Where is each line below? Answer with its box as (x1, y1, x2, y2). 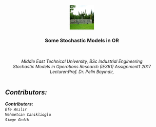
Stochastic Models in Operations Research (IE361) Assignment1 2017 (13, 64, 151, 70)
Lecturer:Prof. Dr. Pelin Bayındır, (50, 69, 114, 75)
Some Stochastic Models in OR (44, 37, 119, 44)
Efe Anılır (5, 107, 27, 112)
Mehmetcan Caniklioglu (5, 112, 51, 117)
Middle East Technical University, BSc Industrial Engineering (21, 58, 143, 64)
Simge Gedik (5, 117, 29, 123)
